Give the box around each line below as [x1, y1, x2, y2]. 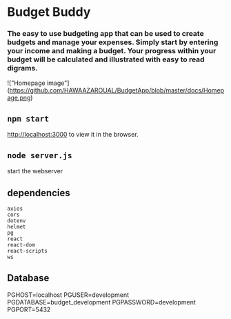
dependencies [7, 187, 70, 199]
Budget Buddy [7, 4, 91, 20]
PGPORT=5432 [7, 305, 51, 313]
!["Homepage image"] [7, 79, 70, 87]
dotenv [7, 217, 26, 224]
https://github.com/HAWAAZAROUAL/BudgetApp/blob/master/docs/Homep [9, 86, 225, 95]
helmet [7, 223, 26, 230]
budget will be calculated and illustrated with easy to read [7, 55, 205, 64]
